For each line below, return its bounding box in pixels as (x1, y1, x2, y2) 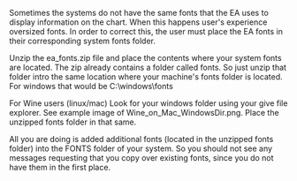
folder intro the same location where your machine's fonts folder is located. (9, 72, 283, 82)
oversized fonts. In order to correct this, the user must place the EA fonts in (9, 26, 283, 36)
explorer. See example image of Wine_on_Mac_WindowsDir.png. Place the (9, 108, 280, 117)
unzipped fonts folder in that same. (9, 117, 137, 127)
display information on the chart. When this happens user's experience (9, 17, 268, 27)
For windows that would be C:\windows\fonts (9, 81, 174, 91)
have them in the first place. (9, 162, 111, 172)
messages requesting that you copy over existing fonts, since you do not (9, 153, 274, 162)
